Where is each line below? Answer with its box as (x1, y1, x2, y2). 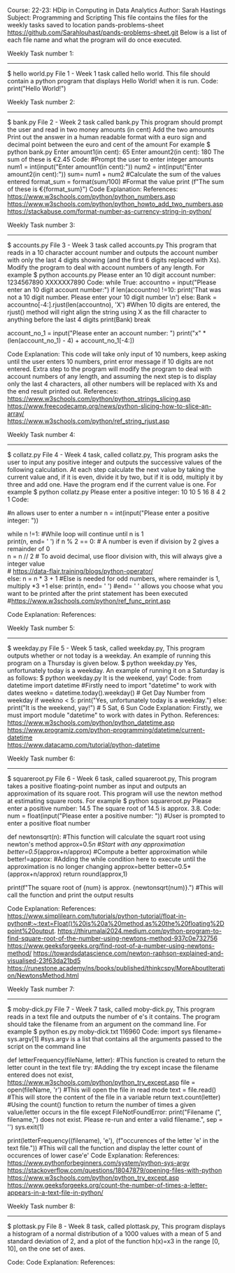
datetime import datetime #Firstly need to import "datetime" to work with (7, 681, 217, 689)
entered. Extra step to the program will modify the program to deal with (7, 365, 212, 373)
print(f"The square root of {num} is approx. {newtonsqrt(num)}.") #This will (7, 884, 224, 891)
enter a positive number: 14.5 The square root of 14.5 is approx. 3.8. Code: (7, 805, 221, 812)
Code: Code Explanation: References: (7, 1258, 115, 1266)
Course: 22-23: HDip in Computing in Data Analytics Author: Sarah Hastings (7, 6, 226, 14)
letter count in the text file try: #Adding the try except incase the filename (7, 1064, 219, 1071)
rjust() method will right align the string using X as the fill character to (7, 308, 207, 316)
